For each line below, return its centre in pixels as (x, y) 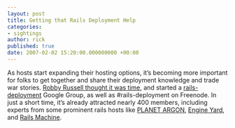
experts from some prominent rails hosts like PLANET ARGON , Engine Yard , (116, 110)
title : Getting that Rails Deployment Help (72, 20)
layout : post (26, 14)
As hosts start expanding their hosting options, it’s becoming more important (117, 72)
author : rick (26, 40)
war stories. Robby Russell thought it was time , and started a (94, 87)
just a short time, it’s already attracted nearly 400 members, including (107, 102)
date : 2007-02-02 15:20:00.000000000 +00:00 (73, 53)
